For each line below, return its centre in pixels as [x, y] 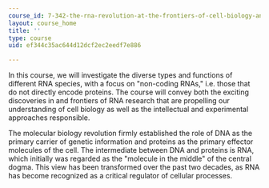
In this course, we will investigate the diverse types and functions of [120, 75]
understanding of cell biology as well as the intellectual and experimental [128, 110]
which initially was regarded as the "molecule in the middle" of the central [130, 159]
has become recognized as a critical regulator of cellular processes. [120, 176]
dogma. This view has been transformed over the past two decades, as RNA [134, 167]
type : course [30, 38]
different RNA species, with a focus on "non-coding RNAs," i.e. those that [129, 84]
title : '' [25, 30]
